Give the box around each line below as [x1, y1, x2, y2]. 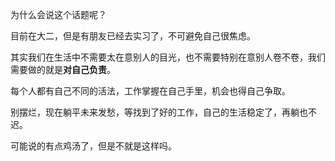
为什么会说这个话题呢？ [10, 9, 107, 20]
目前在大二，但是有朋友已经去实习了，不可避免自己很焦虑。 [10, 30, 256, 42]
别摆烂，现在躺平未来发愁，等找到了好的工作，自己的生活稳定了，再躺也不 [10, 106, 317, 118]
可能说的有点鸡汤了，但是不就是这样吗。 [10, 140, 177, 152]
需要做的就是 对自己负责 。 [10, 64, 116, 75]
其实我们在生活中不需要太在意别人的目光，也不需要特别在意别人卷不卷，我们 [10, 51, 326, 63]
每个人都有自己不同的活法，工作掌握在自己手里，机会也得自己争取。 [10, 85, 291, 97]
